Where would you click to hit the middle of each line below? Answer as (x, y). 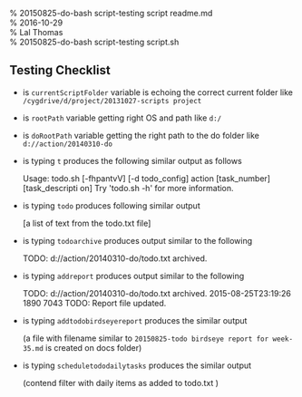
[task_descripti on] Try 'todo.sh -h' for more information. (128, 188)
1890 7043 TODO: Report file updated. (94, 303)
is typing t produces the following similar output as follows (132, 160)
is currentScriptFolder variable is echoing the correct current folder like (157, 92)
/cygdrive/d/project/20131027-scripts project (112, 101)
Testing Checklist (60, 70)
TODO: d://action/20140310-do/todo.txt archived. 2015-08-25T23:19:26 (157, 293)
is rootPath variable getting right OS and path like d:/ (122, 118)
